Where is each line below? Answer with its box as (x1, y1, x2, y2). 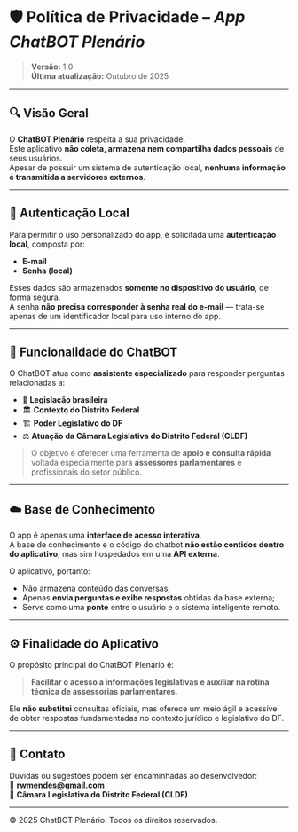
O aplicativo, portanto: (9, 566, 90, 577)
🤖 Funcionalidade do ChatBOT (9, 344, 178, 359)
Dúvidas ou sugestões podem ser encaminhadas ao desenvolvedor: (9, 770, 258, 781)
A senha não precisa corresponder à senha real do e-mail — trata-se (9, 301, 265, 311)
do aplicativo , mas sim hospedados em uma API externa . (9, 549, 220, 560)
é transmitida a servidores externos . (9, 171, 146, 182)
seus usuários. (9, 153, 63, 163)
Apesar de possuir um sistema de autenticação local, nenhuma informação (9, 161, 286, 173)
